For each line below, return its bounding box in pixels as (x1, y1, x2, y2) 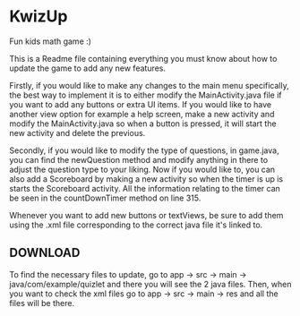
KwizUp (9, 6, 68, 27)
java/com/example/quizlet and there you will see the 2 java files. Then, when (9, 278, 292, 289)
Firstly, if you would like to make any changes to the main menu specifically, (9, 80, 289, 90)
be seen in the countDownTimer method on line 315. (9, 192, 201, 203)
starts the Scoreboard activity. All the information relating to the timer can (9, 183, 280, 193)
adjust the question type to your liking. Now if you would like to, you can (9, 164, 276, 175)
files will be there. (9, 297, 74, 308)
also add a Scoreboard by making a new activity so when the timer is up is (9, 173, 284, 184)
